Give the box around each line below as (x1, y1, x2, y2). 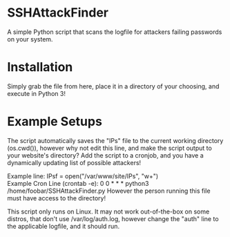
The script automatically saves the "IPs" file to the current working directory (7, 136, 224, 144)
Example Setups (7, 114, 102, 129)
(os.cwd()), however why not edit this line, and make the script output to (7, 144, 212, 152)
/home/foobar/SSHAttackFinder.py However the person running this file (7, 187, 211, 195)
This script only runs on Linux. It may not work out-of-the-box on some (7, 207, 210, 216)
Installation (7, 59, 73, 75)
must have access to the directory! (7, 193, 106, 202)
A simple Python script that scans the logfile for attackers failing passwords (7, 28, 222, 36)
